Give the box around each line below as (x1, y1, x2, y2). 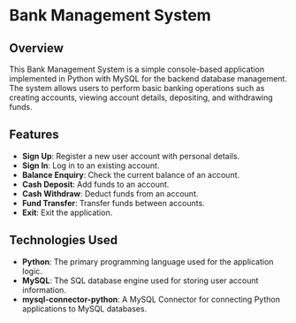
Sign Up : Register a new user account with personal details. (21, 150, 240, 161)
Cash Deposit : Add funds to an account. (21, 179, 170, 189)
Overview (9, 41, 65, 56)
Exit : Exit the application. (21, 207, 113, 218)
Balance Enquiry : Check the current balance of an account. (21, 169, 240, 180)
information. (21, 284, 66, 295)
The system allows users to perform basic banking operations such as (9, 83, 265, 93)
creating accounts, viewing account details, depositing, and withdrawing (9, 92, 274, 103)
